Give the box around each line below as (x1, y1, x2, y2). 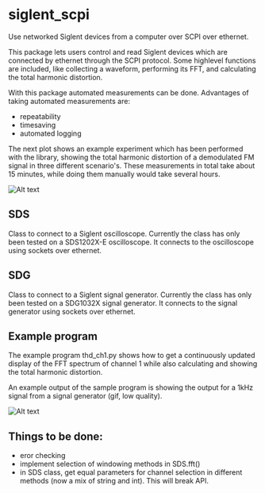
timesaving (19, 120, 56, 129)
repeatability (19, 111, 61, 121)
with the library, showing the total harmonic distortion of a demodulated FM (8, 152, 255, 162)
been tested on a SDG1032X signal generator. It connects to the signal (8, 298, 238, 307)
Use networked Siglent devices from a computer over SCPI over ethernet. (8, 32, 249, 41)
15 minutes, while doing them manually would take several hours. (8, 169, 221, 179)
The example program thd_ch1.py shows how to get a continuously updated (8, 351, 255, 360)
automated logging (19, 129, 82, 138)
